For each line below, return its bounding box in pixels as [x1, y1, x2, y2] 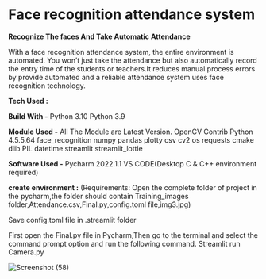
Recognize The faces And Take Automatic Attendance [8, 32, 191, 41]
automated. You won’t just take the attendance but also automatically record [8, 55, 258, 65]
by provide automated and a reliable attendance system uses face [8, 72, 225, 82]
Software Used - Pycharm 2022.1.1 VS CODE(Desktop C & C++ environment [8, 159, 257, 168]
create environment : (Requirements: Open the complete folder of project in [8, 182, 258, 192]
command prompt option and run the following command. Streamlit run [8, 239, 241, 248]
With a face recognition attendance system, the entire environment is [8, 47, 234, 56]
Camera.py [8, 247, 44, 257]
